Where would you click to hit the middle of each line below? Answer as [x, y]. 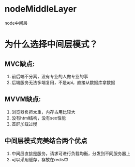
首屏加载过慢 [24, 124]
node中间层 [16, 23]
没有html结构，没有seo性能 [39, 118]
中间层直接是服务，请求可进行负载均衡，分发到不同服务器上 [71, 153]
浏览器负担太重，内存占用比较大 [43, 112]
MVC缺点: [20, 64]
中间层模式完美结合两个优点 [46, 141]
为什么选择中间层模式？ [51, 44]
